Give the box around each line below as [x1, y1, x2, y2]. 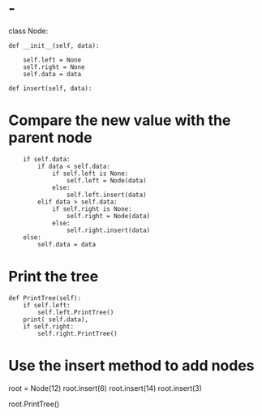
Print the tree [8, 268, 99, 286]
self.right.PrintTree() [37, 329, 118, 337]
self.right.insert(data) [66, 226, 151, 234]
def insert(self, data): [8, 84, 92, 92]
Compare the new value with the [8, 111, 231, 130]
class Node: [8, 26, 49, 36]
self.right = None [23, 62, 85, 71]
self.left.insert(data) [66, 191, 148, 199]
